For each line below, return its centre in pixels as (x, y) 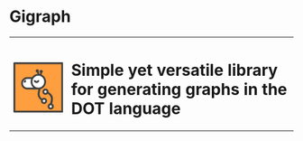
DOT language (126, 108)
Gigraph (40, 17)
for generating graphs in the (179, 89)
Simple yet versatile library (174, 70)
